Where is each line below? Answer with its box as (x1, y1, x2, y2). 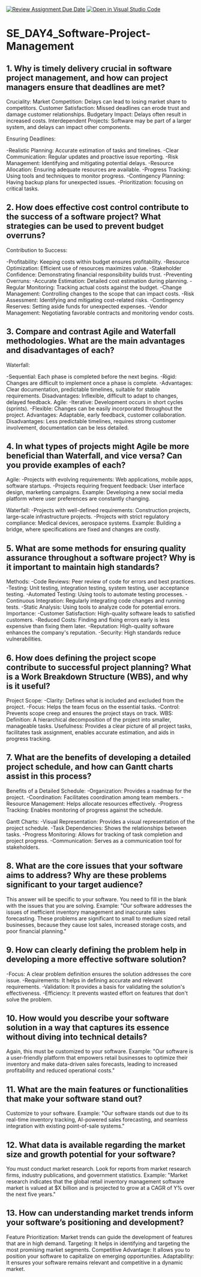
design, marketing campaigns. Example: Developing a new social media (6, 489, 184, 496)
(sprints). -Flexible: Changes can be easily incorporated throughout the (6, 405, 182, 412)
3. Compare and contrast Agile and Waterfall (6, 327, 176, 337)
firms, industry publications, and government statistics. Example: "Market (6, 1171, 188, 1179)
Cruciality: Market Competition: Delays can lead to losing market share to (6, 98, 187, 105)
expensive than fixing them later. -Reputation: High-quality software (6, 623, 174, 630)
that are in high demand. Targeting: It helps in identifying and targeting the (6, 1240, 190, 1247)
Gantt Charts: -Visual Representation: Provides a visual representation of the (6, 818, 195, 825)
